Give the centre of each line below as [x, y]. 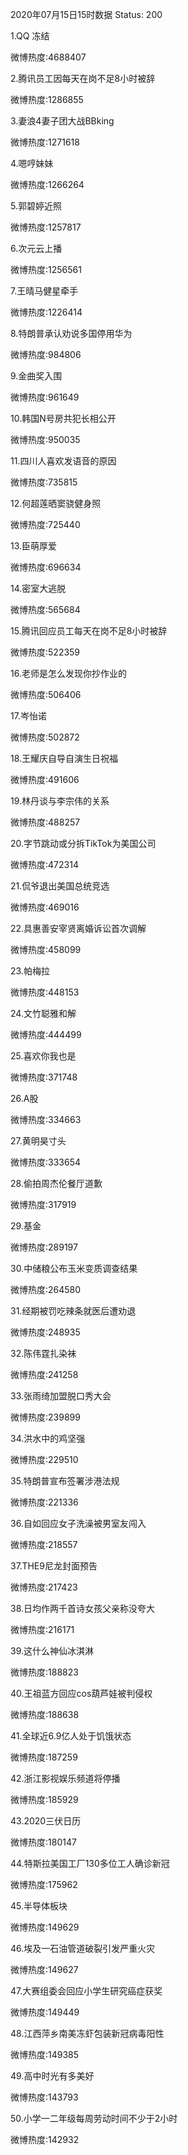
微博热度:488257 [45, 822]
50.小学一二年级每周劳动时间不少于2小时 [94, 2118]
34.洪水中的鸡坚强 [48, 1438]
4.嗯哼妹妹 [32, 163]
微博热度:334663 [46, 1119]
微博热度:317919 [43, 1204]
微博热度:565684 [45, 609]
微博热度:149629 [45, 1927]
